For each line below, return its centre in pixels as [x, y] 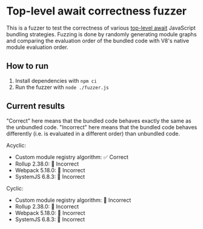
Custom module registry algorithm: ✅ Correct [72, 157]
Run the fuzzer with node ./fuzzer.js [62, 87]
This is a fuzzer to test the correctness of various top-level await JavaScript [101, 28]
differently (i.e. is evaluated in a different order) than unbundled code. [93, 134]
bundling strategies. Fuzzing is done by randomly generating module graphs [101, 34]
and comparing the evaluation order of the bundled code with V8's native [98, 40]
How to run [28, 66]
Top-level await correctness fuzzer [96, 11]
